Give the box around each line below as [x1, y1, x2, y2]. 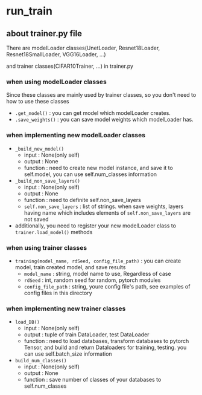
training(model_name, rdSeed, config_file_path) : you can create [14, 257, 181, 264]
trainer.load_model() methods [14, 228, 93, 235]
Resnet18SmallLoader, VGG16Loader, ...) [6, 51, 107, 58]
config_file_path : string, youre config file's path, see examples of [24, 282, 191, 290]
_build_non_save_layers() [14, 178, 80, 184]
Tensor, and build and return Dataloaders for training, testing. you [24, 344, 187, 351]
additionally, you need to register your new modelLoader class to [14, 222, 177, 229]
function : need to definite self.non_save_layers [24, 196, 142, 203]
